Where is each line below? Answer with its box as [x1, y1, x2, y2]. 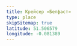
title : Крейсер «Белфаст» [6, 8, 71, 15]
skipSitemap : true [6, 20, 52, 26]
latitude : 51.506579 [6, 25, 58, 32]
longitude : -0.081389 [6, 31, 61, 37]
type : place [6, 14, 36, 20]
